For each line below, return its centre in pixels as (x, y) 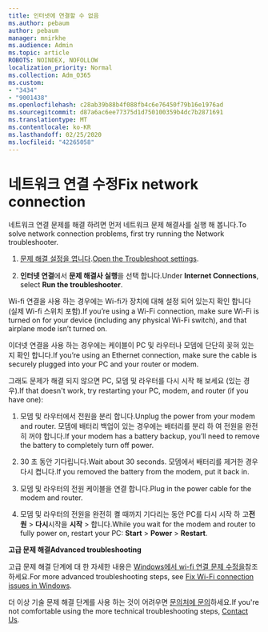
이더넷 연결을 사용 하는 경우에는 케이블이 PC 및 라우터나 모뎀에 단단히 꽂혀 (124, 346)
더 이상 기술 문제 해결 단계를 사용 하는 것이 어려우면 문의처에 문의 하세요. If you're (134, 602)
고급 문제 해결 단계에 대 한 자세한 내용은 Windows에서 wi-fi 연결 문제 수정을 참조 (133, 567)
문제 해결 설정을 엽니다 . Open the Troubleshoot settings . (109, 259)
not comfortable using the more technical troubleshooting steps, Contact (128, 611)
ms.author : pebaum (39, 23)
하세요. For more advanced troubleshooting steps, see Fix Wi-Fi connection (131, 577)
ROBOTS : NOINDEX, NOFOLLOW (53, 61)
